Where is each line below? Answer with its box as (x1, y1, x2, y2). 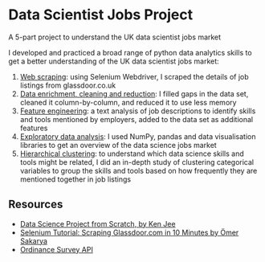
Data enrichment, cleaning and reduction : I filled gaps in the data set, (19, 88, 249, 98)
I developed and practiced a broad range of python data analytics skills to (8, 47, 252, 57)
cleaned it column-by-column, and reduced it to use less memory (19, 97, 237, 107)
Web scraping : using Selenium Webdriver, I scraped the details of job (19, 72, 249, 81)
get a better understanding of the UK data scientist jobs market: (8, 56, 219, 66)
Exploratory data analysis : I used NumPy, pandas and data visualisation (19, 131, 256, 141)
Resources (8, 198, 63, 211)
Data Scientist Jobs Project (8, 6, 194, 24)
